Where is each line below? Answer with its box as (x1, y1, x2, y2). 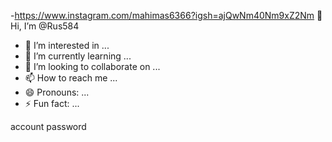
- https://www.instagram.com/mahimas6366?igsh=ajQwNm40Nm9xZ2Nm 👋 (10, 10, 323, 21)
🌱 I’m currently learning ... (24, 50, 132, 62)
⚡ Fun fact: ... (24, 98, 80, 109)
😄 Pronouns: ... (24, 86, 90, 98)
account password (10, 121, 87, 132)
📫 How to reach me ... (24, 72, 118, 84)
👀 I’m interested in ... (24, 40, 110, 51)
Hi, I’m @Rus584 (10, 20, 80, 32)
